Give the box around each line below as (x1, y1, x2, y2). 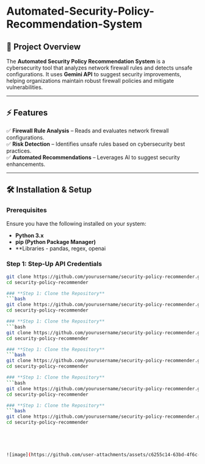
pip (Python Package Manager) (15, 238, 96, 245)
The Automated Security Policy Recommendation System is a (6, 58, 165, 65)
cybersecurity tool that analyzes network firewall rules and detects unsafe (6, 64, 193, 71)
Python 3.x (15, 232, 44, 239)
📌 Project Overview (6, 41, 81, 52)
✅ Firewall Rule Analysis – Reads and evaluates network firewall (6, 127, 169, 134)
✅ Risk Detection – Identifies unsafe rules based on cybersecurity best (6, 140, 185, 148)
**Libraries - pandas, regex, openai (15, 244, 106, 252)
